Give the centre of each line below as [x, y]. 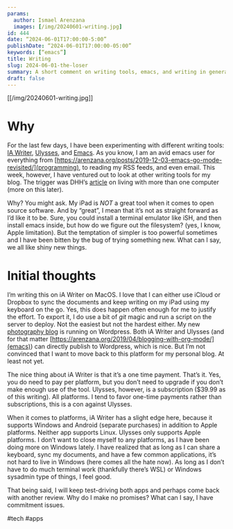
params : [18, 14]
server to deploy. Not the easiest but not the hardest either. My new [104, 325]
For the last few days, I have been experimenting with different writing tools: [116, 145]
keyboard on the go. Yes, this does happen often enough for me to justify [112, 309]
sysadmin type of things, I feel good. [60, 477]
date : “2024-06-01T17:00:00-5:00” [57, 40]
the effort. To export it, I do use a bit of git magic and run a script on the [110, 317]
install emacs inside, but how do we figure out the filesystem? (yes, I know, [114, 225]
